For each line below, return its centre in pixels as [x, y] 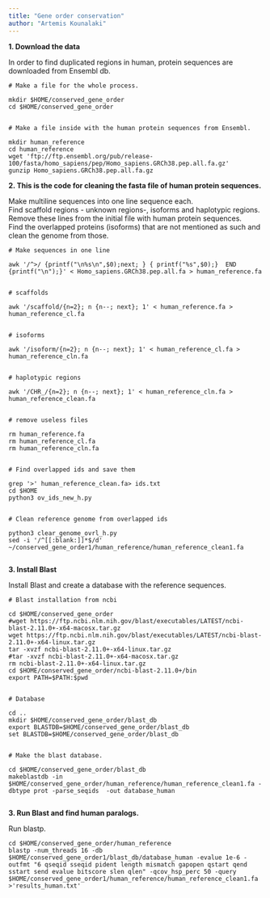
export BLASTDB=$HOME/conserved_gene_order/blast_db [99, 727]
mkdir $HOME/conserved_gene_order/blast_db [83, 720]
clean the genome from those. [59, 235]
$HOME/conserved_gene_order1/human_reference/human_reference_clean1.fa [133, 879]
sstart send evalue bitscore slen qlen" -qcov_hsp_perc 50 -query [122, 871]
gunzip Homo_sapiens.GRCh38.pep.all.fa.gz [81, 171]
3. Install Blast [33, 569]
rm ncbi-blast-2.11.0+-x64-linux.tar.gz [78, 664]
